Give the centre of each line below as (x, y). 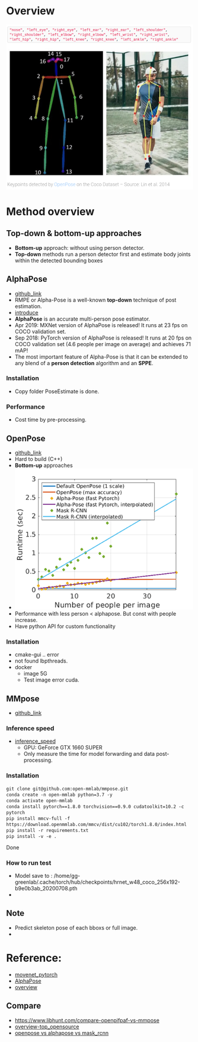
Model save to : (33, 876)
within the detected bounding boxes (59, 260)
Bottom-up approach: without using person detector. (80, 247)
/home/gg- (67, 876)
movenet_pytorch (36, 974)
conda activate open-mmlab (39, 801)
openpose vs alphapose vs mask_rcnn (62, 1032)
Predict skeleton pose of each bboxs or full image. (76, 928)
